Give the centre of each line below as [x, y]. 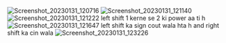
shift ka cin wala [30, 33]
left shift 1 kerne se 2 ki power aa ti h [153, 18]
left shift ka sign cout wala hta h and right [160, 25]
